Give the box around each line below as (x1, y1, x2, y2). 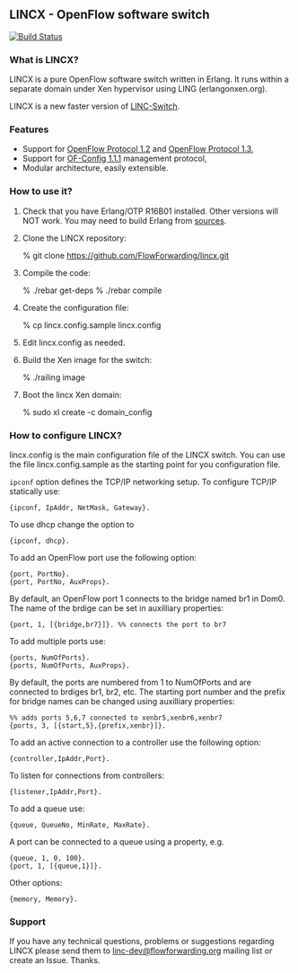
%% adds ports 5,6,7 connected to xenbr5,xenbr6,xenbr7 (9, 713, 223, 722)
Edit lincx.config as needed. (22, 337, 126, 348)
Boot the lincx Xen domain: (22, 389, 122, 400)
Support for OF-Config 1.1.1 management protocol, (22, 153, 207, 164)
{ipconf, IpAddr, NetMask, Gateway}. (9, 503, 151, 512)
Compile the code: (22, 267, 92, 278)
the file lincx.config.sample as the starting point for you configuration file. (9, 459, 281, 470)
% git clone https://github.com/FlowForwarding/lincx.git (22, 250, 230, 261)
